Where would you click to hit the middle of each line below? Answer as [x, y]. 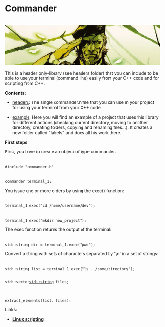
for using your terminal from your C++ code [56, 108]
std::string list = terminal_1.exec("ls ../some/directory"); [70, 269]
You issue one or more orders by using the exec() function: [65, 191]
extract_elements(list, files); [38, 300]
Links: [11, 309]
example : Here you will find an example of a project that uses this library [85, 117]
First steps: [17, 142]
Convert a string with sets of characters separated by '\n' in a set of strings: [82, 254]
